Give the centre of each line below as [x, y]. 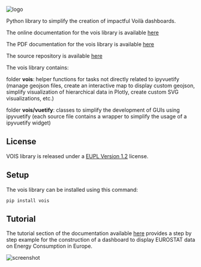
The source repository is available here [55, 56]
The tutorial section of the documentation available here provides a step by [99, 233]
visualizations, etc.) [30, 98]
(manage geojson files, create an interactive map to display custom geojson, [100, 85]
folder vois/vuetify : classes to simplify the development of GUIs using [93, 110]
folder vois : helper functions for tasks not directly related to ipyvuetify [93, 79]
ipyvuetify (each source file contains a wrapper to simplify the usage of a [97, 116]
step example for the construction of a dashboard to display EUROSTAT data [101, 240]
